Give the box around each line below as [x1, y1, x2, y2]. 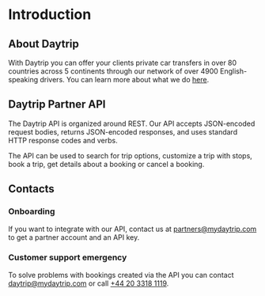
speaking [8, 75, 39, 84]
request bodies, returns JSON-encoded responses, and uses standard [8, 127, 238, 136]
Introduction [8, 6, 92, 24]
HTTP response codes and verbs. [8, 135, 119, 145]
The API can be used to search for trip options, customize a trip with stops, [8, 150, 253, 160]
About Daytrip [8, 37, 79, 51]
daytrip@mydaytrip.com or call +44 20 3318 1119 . [8, 279, 169, 288]
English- [220, 66, 248, 76]
